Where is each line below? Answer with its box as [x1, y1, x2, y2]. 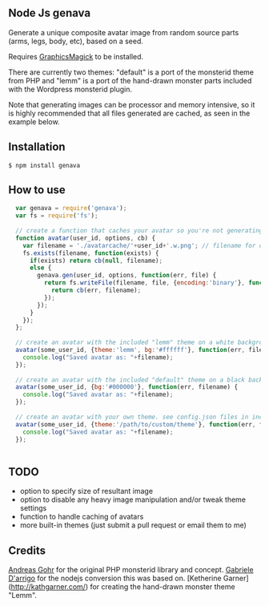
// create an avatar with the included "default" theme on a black [15, 376, 246, 384]
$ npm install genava [8, 161, 81, 169]
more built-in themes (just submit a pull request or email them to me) [19, 520, 247, 530]
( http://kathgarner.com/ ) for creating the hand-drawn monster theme [8, 581, 235, 592]
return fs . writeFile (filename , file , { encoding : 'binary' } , [43, 279, 246, 287]
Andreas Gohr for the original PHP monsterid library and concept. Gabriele [8, 564, 254, 574]
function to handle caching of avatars [19, 512, 144, 522]
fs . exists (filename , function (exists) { [22, 248, 159, 257]
